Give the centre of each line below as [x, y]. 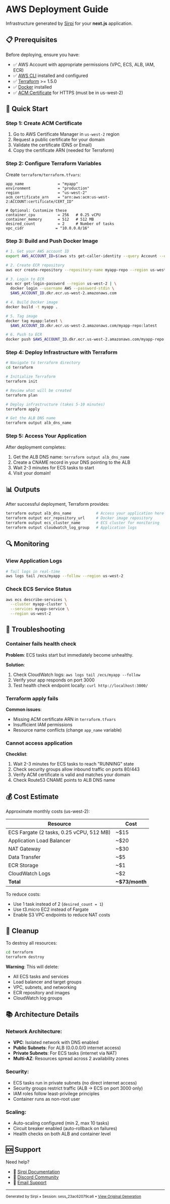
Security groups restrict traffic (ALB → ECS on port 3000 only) [78, 1088]
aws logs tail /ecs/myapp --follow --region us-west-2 [65, 576]
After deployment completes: [36, 447]
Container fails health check [41, 644]
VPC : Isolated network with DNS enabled [56, 1042]
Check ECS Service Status [39, 589]
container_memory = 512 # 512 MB [50, 219]
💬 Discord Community [36, 1177]
